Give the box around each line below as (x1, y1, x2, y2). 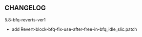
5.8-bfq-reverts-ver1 (4, 17, 46, 22)
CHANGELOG (4, 4, 46, 12)
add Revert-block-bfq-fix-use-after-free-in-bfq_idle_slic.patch (11, 26, 137, 32)
